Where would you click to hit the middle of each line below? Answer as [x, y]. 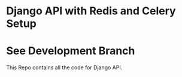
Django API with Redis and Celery [91, 11]
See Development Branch [71, 51]
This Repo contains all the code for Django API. [64, 67]
